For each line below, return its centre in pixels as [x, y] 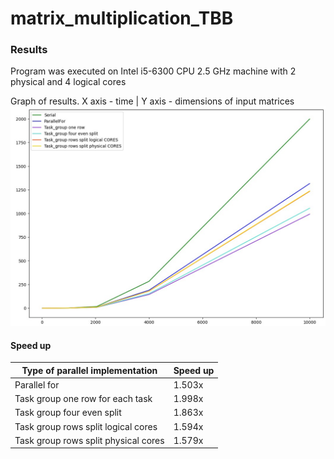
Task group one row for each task [83, 399]
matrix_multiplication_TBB [122, 18]
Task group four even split [68, 413]
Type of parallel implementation [89, 370]
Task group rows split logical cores [86, 426]
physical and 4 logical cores [68, 82]
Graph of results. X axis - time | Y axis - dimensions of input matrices [152, 101]
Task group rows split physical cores [89, 440]
